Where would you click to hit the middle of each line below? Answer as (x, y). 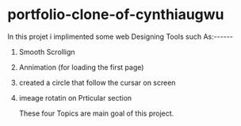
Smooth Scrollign (47, 52)
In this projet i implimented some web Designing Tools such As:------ (120, 36)
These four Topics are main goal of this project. (96, 113)
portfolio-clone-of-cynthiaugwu (116, 15)
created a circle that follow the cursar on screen (97, 82)
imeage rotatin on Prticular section (75, 97)
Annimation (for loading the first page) (81, 67)
